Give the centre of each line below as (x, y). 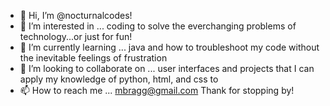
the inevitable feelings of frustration (93, 58)
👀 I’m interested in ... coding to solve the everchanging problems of (158, 26)
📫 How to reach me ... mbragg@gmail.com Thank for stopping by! (157, 90)
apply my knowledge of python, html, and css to (119, 79)
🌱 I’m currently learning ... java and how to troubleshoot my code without (169, 47)
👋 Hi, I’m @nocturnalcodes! (76, 15)
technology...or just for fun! (76, 36)
